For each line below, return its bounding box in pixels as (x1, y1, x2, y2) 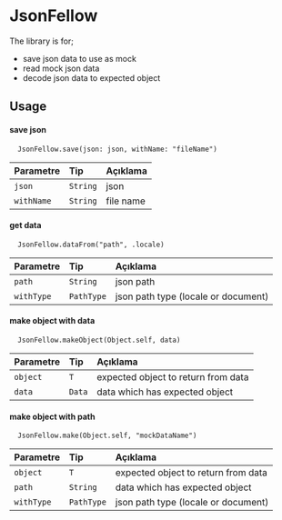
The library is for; (9, 35, 75, 46)
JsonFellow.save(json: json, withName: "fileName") (17, 145, 218, 154)
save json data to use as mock (22, 53, 136, 64)
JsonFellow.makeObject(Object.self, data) (17, 335, 181, 345)
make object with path (9, 411, 96, 422)
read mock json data (22, 63, 100, 74)
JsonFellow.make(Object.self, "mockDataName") (17, 431, 197, 441)
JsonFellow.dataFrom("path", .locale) (17, 240, 166, 249)
